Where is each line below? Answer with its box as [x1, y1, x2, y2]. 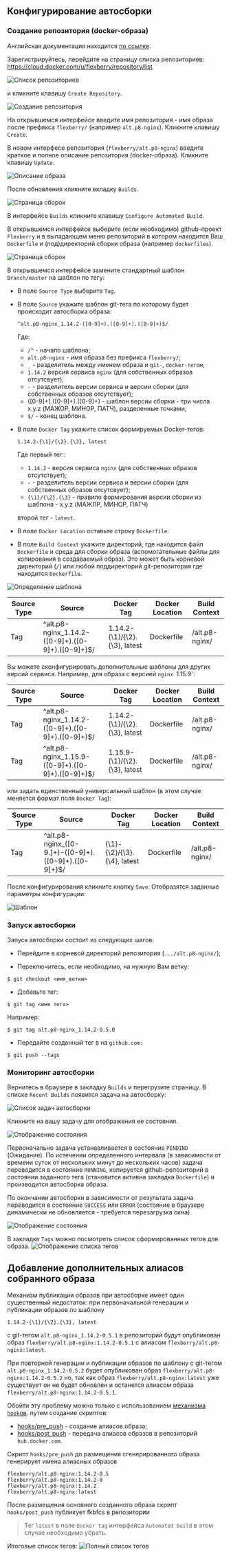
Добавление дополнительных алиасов [7, 1262, 184, 1274]
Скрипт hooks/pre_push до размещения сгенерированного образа [7, 1450, 200, 1458]
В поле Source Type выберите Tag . [16, 287, 115, 295]
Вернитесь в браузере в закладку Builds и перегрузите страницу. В [7, 1083, 206, 1091]
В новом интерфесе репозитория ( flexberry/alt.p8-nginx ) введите [7, 144, 204, 152]
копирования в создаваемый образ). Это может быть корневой [16, 555, 205, 563]
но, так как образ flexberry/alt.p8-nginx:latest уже [64, 1374, 220, 1382]
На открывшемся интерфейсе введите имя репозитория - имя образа [7, 115, 213, 124]
